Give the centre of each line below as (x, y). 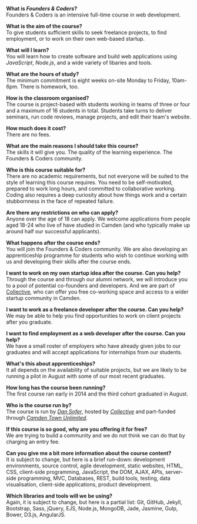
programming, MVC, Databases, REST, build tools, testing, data (94, 478)
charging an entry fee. (33, 442)
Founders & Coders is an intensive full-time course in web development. (94, 15)
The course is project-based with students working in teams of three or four (98, 104)
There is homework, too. (49, 87)
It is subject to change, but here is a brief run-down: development (86, 459)
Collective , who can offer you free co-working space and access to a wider (98, 292)
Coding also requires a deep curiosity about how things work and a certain (96, 195)
